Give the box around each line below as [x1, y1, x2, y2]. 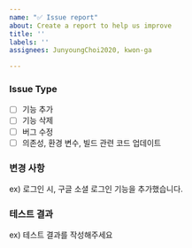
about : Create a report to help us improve [9, 21, 173, 30]
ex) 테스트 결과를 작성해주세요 [9, 229, 113, 240]
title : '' [9, 29, 46, 38]
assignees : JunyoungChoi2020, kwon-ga [9, 46, 152, 55]
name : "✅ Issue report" [9, 12, 99, 22]
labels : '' [9, 37, 50, 47]
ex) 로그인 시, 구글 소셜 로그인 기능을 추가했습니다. [9, 183, 183, 194]
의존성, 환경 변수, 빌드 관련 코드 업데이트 [21, 137, 162, 148]
